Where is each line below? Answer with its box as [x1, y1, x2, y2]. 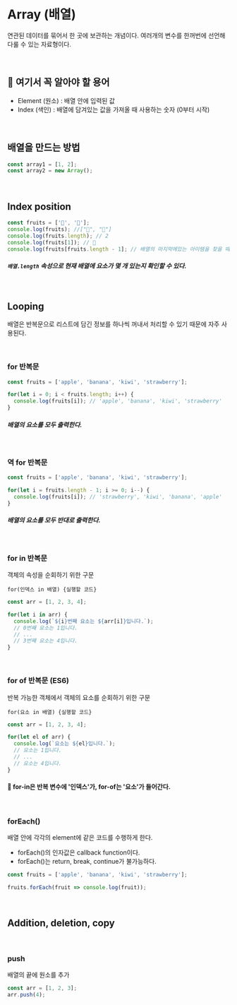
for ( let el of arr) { [7, 734, 71, 741]
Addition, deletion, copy [7, 917, 115, 929]
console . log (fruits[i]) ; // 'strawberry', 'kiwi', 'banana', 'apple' [13, 494, 222, 501]
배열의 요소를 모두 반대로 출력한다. [7, 516, 101, 525]
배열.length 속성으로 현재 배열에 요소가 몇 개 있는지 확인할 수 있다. [7, 262, 187, 270]
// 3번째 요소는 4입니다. [13, 637, 78, 645]
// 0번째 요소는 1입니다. [13, 624, 78, 631]
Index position [7, 201, 72, 213]
